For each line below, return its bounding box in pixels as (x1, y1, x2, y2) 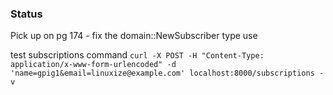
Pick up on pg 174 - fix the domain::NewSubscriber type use (10, 30, 258, 42)
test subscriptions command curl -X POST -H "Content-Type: (10, 49, 265, 61)
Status (10, 7, 43, 21)
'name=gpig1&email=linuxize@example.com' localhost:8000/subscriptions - (10, 68, 325, 79)
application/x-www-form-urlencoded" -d (10, 60, 177, 70)
